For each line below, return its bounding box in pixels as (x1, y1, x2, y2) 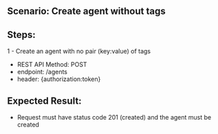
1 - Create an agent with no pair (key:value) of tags (7, 47, 151, 56)
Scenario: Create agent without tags (7, 5, 166, 17)
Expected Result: (7, 95, 82, 107)
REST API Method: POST (17, 60, 87, 69)
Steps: (7, 29, 36, 41)
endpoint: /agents (17, 68, 67, 76)
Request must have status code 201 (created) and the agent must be (17, 113, 212, 122)
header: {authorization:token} (17, 75, 101, 83)
